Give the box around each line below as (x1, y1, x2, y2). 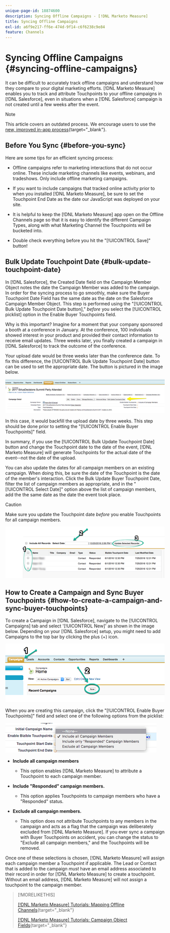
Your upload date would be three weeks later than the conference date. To (5, 352, 160, 358)
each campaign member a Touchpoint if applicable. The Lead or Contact (5, 860, 157, 866)
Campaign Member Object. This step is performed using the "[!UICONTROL (5, 300, 163, 307)
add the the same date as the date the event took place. (5, 492, 121, 498)
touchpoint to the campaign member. (5, 882, 82, 888)
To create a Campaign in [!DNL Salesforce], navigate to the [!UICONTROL (5, 618, 158, 624)
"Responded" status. (20, 798, 64, 804)
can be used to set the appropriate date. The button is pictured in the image (5, 364, 163, 370)
